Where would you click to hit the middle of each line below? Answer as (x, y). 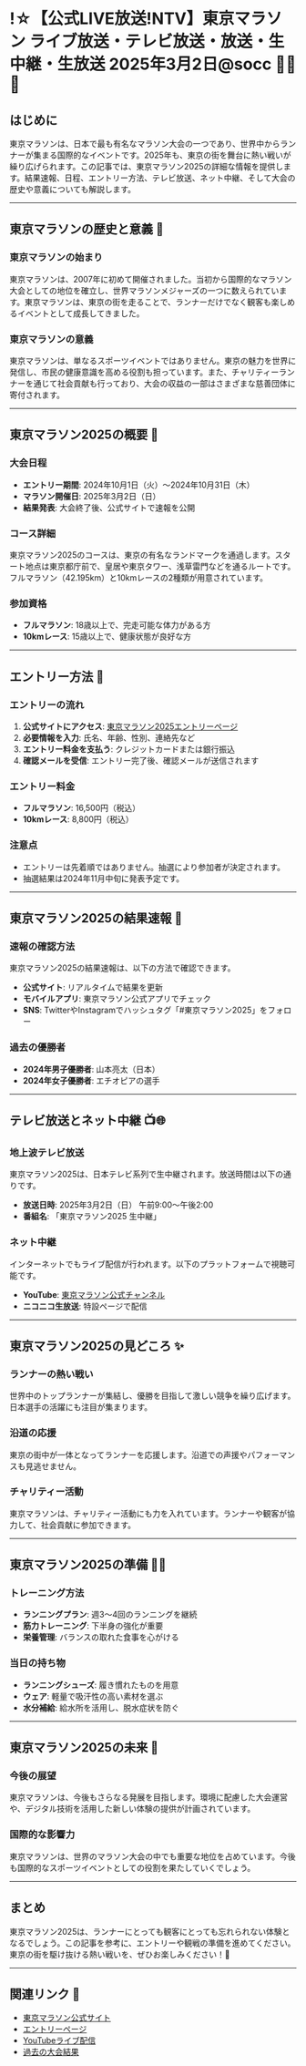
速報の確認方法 (42, 946)
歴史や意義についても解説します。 (73, 189)
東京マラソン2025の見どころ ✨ (97, 1346)
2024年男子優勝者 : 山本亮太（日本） (92, 1069)
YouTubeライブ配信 (59, 2040)
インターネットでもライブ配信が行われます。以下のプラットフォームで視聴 (148, 1264)
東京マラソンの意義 (51, 339)
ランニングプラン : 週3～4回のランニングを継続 (110, 1615)
